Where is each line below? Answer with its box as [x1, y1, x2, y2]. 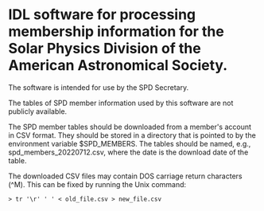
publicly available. [8, 106, 68, 116]
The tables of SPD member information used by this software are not [8, 98, 234, 107]
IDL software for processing [8, 6, 196, 24]
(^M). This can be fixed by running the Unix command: [8, 179, 187, 189]
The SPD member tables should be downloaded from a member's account [8, 122, 252, 131]
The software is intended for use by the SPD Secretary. [8, 82, 189, 92]
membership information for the [8, 22, 224, 41]
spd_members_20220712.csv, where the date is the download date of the [8, 147, 249, 157]
